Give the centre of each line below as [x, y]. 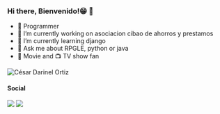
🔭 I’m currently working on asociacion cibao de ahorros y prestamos [115, 33]
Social [16, 88]
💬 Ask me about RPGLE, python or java [73, 49]
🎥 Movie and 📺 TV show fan [58, 56]
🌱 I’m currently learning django [61, 41]
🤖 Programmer [38, 26]
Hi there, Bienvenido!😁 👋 [50, 11]
